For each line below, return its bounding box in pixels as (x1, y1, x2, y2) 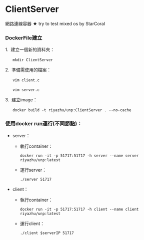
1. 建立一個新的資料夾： (5, 46, 55, 53)
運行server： (19, 167, 46, 173)
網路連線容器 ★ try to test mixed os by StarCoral (5, 20, 105, 26)
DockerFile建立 (5, 34, 42, 41)
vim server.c (12, 87, 40, 93)
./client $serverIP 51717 (19, 231, 74, 236)
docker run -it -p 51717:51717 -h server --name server (19, 153, 139, 158)
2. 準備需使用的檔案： (5, 67, 51, 73)
